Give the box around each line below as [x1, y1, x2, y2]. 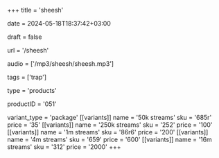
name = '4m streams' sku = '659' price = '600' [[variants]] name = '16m [7, 135, 213, 143]
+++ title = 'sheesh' [7, 6, 64, 14]
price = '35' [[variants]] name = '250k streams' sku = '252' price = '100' [7, 121, 213, 129]
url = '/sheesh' [7, 46, 49, 54]
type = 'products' [7, 87, 57, 94]
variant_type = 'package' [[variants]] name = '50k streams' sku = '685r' [7, 114, 212, 121]
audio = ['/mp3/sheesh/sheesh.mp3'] [7, 60, 114, 68]
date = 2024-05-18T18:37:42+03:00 [7, 19, 111, 27]
